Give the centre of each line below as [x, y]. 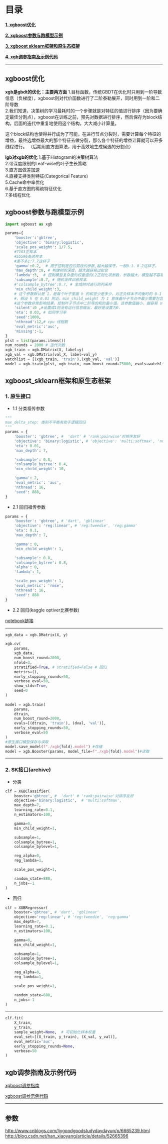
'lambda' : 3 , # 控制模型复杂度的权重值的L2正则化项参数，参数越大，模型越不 [85, 275]
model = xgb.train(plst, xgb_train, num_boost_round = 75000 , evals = [77, 364]
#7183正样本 [25, 252]
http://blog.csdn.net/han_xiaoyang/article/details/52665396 [67, 1136]
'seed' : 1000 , [28, 317]
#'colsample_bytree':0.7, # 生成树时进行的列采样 [63, 285]
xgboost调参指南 [22, 1086]
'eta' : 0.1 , [26, 531]
